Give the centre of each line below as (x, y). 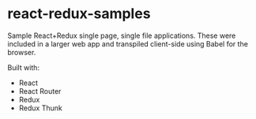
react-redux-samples (79, 14)
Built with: (24, 67)
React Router (40, 91)
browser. (22, 52)
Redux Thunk (40, 108)
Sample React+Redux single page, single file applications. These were (122, 35)
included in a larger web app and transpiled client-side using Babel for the (128, 43)
